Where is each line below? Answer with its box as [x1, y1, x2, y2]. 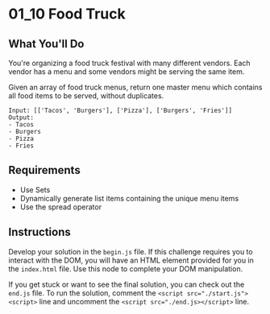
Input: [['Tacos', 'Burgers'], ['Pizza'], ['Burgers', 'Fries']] [8, 106, 232, 114]
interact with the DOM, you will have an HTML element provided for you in [8, 255, 254, 265]
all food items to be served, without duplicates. [8, 91, 164, 101]
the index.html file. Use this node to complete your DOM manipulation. [8, 263, 243, 274]
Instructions [8, 225, 71, 239]
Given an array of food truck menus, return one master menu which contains [8, 82, 263, 92]
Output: [8, 114, 35, 122]
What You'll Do [8, 37, 85, 51]
